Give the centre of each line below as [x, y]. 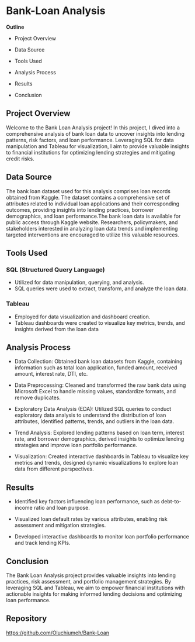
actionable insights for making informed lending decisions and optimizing [94, 594]
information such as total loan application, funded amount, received [96, 368]
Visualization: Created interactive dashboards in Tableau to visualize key [101, 456]
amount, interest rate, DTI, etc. [51, 374]
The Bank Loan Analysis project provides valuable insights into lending [91, 575]
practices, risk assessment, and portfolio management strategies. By [88, 581]
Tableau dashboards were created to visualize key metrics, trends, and [100, 322]
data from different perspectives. [54, 469]
